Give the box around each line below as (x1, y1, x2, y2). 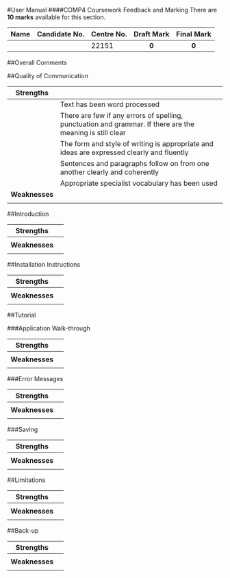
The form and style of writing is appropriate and (60, 139, 214, 148)
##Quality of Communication (7, 72, 89, 80)
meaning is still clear (60, 128, 127, 137)
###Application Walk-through (7, 324, 91, 332)
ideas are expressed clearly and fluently (60, 147, 189, 157)
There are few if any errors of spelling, (60, 111, 183, 120)
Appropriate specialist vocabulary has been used (60, 178, 218, 188)
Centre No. (91, 29, 127, 38)
